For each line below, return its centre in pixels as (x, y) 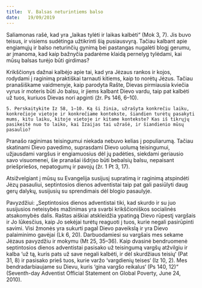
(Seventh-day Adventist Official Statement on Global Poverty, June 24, (93, 273)
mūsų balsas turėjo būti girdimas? (48, 60)
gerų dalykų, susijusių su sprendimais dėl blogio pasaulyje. (79, 191)
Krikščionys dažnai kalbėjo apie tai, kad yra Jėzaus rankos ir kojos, (89, 72)
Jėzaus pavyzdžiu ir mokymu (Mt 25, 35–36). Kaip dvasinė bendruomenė (97, 241)
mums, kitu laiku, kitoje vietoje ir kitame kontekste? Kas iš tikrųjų (98, 119)
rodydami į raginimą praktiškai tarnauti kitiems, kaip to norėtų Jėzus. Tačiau (100, 78)
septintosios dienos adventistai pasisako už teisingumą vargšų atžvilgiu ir (97, 247)
